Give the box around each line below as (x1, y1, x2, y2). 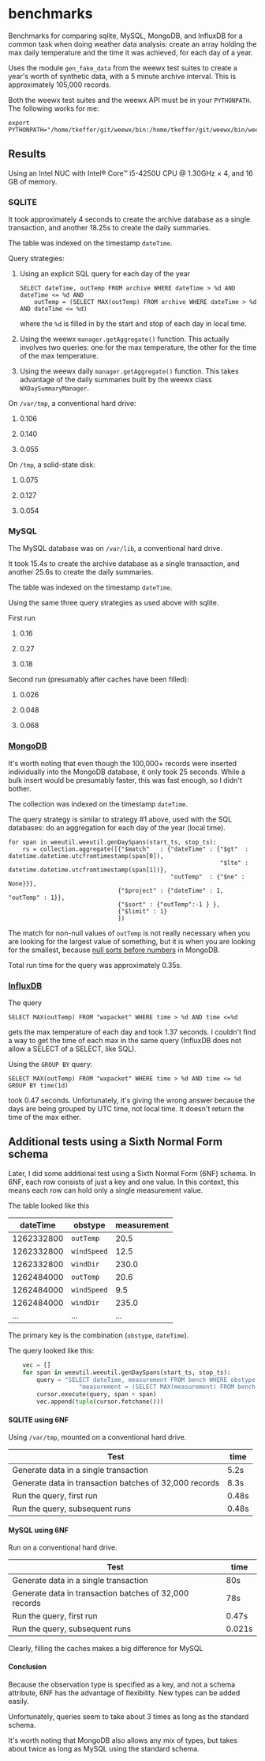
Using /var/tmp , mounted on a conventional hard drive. (8, 1433, 187, 1442)
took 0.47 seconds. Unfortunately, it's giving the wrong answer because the (8, 1095, 255, 1105)
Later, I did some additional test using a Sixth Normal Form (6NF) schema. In (8, 1168, 256, 1178)
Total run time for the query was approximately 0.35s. (8, 960, 183, 970)
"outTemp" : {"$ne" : (170, 872, 245, 881)
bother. (8, 784, 32, 793)
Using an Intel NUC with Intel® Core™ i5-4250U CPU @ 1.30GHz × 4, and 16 (8, 168, 254, 178)
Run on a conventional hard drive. (8, 1543, 118, 1552)
